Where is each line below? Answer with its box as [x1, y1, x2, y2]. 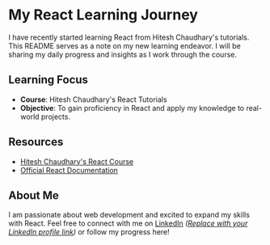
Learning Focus [8, 73, 89, 87]
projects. [40, 112, 71, 121]
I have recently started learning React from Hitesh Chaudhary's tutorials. [8, 32, 250, 42]
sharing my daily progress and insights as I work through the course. [8, 49, 237, 59]
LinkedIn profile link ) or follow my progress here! [8, 227, 170, 237]
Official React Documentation [19, 165, 119, 175]
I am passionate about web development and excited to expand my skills [8, 210, 251, 220]
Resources [8, 135, 64, 149]
